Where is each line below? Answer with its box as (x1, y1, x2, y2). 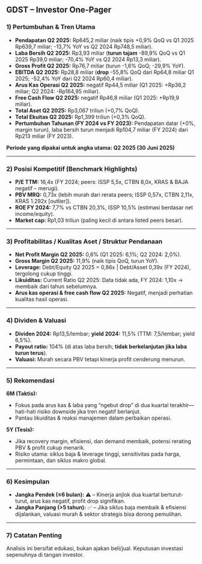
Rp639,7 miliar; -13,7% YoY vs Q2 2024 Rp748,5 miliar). (14, 43, 153, 50)
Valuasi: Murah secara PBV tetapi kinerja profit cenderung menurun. (14, 355, 185, 363)
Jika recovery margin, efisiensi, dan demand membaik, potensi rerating (14, 437, 191, 444)
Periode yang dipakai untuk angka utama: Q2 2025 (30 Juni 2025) (6, 144, 176, 151)
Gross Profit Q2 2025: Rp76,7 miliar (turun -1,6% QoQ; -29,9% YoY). (14, 62, 185, 69)
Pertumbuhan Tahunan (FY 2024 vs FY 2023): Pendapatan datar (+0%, (14, 120, 196, 127)
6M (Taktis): (6, 390, 38, 397)
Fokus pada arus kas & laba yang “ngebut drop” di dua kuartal (14, 401, 169, 408)
